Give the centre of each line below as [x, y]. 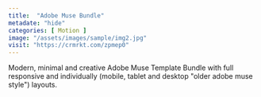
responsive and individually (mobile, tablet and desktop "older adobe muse [131, 76]
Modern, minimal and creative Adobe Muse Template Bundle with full [121, 68]
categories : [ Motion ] [48, 30]
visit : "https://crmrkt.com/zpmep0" [69, 45]
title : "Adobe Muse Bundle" [56, 16]
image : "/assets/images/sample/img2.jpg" [78, 38]
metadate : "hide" [37, 23]
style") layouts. [33, 85]
